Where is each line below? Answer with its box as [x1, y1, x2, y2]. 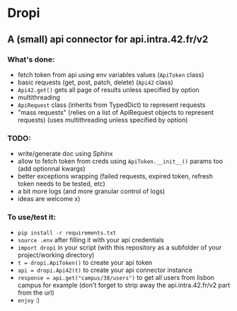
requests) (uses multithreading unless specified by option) [17, 115, 188, 124]
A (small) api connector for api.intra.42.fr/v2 [7, 33, 209, 45]
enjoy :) [17, 296, 40, 305]
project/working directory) [17, 251, 95, 259]
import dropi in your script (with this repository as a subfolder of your [17, 243, 222, 252]
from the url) [17, 288, 54, 297]
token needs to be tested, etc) [17, 179, 106, 188]
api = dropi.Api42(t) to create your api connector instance [17, 266, 192, 274]
